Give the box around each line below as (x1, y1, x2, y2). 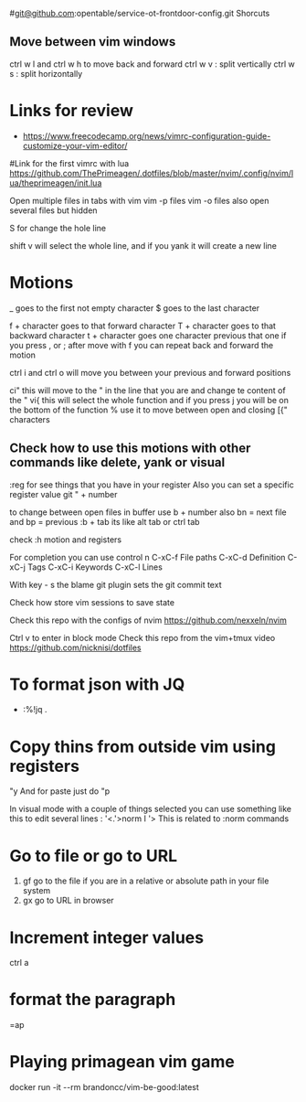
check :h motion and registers (9, 534, 122, 545)
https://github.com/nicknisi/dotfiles (9, 642, 142, 653)
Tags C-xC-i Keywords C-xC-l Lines (26, 562, 163, 572)
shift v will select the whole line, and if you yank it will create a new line (9, 240, 277, 251)
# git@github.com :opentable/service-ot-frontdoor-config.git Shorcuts (9, 8, 270, 18)
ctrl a (9, 958, 29, 968)
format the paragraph (9, 990, 176, 1010)
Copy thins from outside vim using (9, 736, 277, 757)
